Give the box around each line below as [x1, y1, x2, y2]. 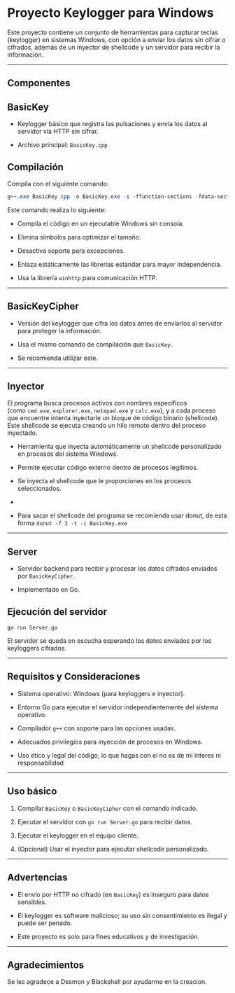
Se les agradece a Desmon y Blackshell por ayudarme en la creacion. [7, 978, 208, 986]
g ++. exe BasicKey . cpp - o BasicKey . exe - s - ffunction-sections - [7, 193, 199, 200]
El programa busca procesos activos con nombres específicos [7, 399, 187, 408]
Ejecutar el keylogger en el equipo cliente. [17, 831, 138, 840]
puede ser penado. [17, 919, 73, 927]
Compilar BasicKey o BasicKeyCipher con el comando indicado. [17, 804, 198, 812]
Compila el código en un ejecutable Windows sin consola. [17, 219, 184, 228]
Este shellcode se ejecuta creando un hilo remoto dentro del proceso [7, 422, 206, 430]
